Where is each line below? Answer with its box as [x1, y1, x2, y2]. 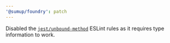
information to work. [5, 31, 55, 38]
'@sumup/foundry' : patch [5, 8, 67, 15]
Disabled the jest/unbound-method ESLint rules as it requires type [5, 25, 165, 32]
